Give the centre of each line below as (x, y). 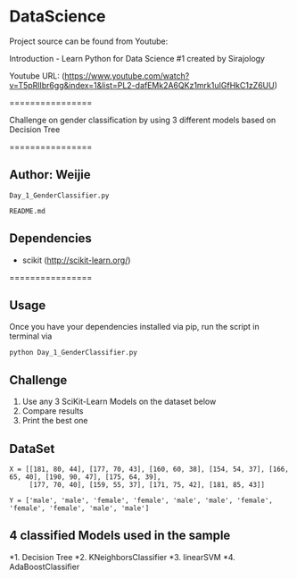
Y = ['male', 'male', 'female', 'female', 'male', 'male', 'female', (141, 500)
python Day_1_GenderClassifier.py (74, 353)
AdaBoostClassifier (45, 566)
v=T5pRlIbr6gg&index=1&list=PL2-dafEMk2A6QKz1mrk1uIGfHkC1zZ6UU (142, 85)
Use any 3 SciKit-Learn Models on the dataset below (119, 402)
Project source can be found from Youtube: (89, 41)
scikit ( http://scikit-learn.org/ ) (76, 260)
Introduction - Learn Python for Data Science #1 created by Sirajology (137, 58)
